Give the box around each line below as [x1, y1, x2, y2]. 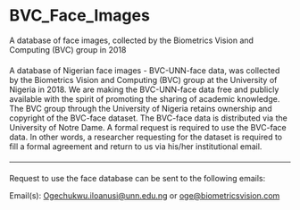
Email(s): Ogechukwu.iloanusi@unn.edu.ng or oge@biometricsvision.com [9, 189, 280, 201]
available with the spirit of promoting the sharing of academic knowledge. [9, 93, 280, 104]
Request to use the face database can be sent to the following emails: [9, 172, 266, 183]
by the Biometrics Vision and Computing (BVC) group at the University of [9, 74, 278, 85]
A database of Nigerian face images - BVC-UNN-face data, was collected [9, 64, 280, 76]
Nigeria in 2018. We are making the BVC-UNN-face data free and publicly [9, 84, 279, 95]
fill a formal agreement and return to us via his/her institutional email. [9, 140, 262, 152]
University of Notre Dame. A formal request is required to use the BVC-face [9, 122, 287, 132]
